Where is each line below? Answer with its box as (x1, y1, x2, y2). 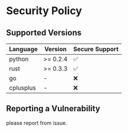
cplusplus (9, 84, 37, 92)
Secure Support (73, 45, 119, 53)
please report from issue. (6, 119, 68, 126)
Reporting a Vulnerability (6, 104, 100, 114)
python (9, 55, 29, 63)
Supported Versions (6, 28, 81, 38)
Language (9, 45, 38, 53)
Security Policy (6, 4, 83, 18)
